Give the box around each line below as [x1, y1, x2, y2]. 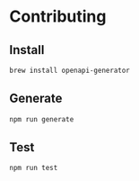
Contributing [9, 6, 107, 27]
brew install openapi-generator [9, 66, 130, 75]
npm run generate [9, 114, 74, 123]
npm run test [9, 164, 58, 173]
